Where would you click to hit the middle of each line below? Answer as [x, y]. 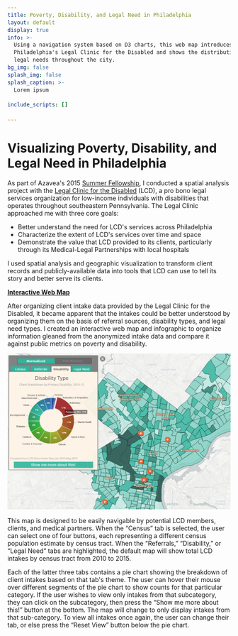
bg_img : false [28, 67]
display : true [28, 30]
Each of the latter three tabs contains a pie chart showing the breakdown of [118, 572]
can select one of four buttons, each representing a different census [107, 535]
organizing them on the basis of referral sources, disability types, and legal [117, 321]
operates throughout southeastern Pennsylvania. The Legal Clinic [103, 205]
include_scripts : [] [38, 105]
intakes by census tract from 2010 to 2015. [69, 558]
